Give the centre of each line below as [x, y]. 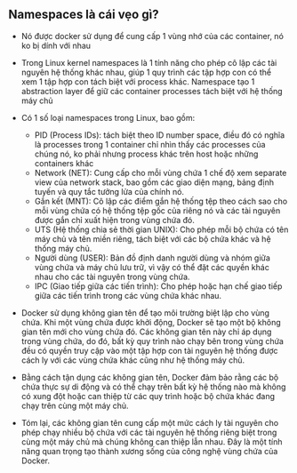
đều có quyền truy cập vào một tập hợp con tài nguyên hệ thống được [149, 350]
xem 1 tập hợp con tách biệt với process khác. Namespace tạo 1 [138, 81]
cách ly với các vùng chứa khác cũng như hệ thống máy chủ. [133, 360]
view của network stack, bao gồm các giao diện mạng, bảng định [154, 182]
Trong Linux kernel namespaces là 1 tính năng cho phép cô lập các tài [149, 62]
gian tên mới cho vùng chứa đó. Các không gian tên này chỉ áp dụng [146, 332]
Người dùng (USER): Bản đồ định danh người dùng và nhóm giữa [152, 258]
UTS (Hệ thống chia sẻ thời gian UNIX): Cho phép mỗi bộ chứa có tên [161, 229]
